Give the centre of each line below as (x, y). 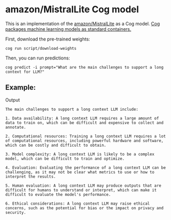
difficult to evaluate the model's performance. (58, 194)
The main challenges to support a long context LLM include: (72, 109)
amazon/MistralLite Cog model (72, 9)
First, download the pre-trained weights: (48, 39)
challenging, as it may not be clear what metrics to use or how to (80, 172)
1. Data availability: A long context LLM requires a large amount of (82, 118)
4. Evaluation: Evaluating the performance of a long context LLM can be (86, 168)
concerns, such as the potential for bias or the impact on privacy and (84, 208)
